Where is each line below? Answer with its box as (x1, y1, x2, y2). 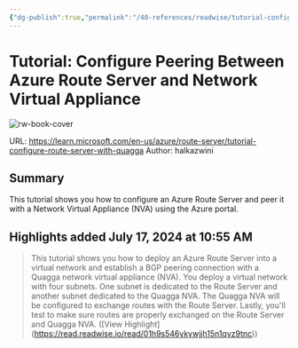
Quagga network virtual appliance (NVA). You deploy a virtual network (30, 272, 288, 282)
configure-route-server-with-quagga (9, 145, 145, 155)
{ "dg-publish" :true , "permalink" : (9, 12, 133, 22)
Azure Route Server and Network (9, 70, 258, 90)
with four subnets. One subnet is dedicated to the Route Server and (30, 281, 278, 292)
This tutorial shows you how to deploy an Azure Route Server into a (30, 253, 278, 264)
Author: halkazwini (145, 145, 215, 155)
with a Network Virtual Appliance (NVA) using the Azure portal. (9, 203, 239, 214)
